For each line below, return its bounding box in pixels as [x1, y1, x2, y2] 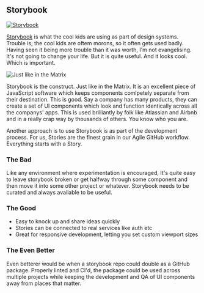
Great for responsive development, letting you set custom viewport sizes [15, 231, 199, 238]
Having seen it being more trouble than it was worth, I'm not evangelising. [6, 46, 192, 53]
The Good [6, 204, 37, 213]
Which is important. [6, 59, 56, 66]
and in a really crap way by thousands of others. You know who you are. [6, 115, 188, 122]
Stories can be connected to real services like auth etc [15, 224, 153, 232]
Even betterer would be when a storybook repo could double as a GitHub [6, 260, 191, 267]
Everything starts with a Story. [6, 140, 82, 147]
